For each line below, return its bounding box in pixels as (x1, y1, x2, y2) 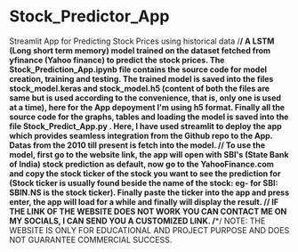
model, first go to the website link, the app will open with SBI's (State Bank (9, 149, 289, 159)
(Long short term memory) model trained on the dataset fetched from (9, 45, 271, 55)
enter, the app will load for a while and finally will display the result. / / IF (9, 196, 278, 207)
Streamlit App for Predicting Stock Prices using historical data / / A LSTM (9, 36, 275, 46)
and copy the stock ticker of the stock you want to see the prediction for (9, 167, 281, 179)
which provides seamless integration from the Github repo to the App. (9, 130, 273, 141)
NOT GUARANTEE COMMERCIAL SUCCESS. (9, 234, 173, 245)
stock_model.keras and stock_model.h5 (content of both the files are (9, 83, 270, 93)
